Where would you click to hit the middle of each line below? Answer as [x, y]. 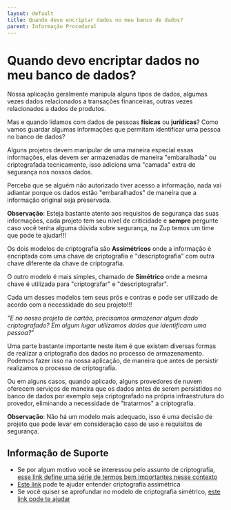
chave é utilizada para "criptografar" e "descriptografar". [88, 284]
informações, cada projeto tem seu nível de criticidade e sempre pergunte [113, 221]
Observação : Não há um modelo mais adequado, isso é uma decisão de [110, 417]
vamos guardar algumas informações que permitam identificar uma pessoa [114, 130]
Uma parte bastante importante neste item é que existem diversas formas [112, 346]
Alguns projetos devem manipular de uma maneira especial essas [100, 150]
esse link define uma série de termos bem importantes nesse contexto [117, 477]
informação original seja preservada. [59, 200]
